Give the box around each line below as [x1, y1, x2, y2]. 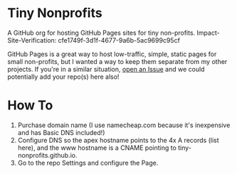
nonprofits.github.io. [17, 151, 78, 159]
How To [7, 97, 53, 114]
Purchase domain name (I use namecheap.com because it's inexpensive [17, 121, 231, 129]
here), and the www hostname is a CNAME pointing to [17, 143, 177, 152]
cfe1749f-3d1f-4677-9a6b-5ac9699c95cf [58, 36, 180, 44]
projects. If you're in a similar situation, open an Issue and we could [7, 65, 205, 73]
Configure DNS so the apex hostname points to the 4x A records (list [17, 136, 219, 144]
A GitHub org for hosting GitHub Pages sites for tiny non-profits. [7, 28, 196, 37]
